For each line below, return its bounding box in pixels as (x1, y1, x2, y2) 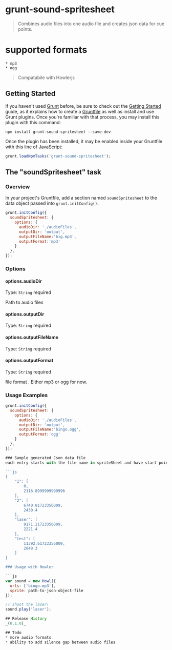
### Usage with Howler (5, 564, 54, 570)
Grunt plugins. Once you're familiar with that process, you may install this (5, 114, 160, 120)
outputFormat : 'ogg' (18, 432, 60, 437)
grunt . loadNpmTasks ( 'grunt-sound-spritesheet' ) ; (5, 153, 111, 159)
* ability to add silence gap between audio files (5, 640, 116, 645)
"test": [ (14, 536, 36, 541)
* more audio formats (5, 635, 52, 640)
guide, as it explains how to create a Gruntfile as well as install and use (5, 108, 155, 114)
